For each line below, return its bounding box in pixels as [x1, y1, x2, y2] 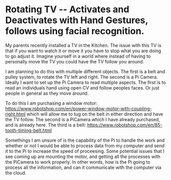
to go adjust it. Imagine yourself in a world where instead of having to [5, 53, 151, 59]
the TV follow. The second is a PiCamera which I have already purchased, [5, 116, 160, 122]
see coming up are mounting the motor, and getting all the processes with [5, 153, 161, 160]
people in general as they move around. [5, 90, 89, 96]
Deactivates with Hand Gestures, [5, 14, 148, 26]
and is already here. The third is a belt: [5, 122, 86, 128]
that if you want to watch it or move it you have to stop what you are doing [5, 48, 162, 54]
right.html [5, 111, 26, 117]
